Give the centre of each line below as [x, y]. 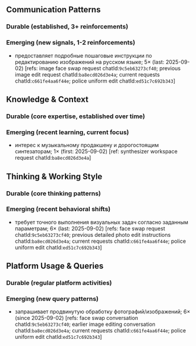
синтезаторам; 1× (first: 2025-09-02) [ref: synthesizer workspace [96, 151]
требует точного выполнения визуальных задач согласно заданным [102, 222]
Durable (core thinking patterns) [53, 193]
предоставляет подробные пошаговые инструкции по [83, 55]
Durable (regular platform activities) [59, 283]
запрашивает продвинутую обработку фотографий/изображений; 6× [102, 312]
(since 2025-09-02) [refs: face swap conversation [76, 318]
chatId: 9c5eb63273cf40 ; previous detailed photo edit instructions [93, 234]
